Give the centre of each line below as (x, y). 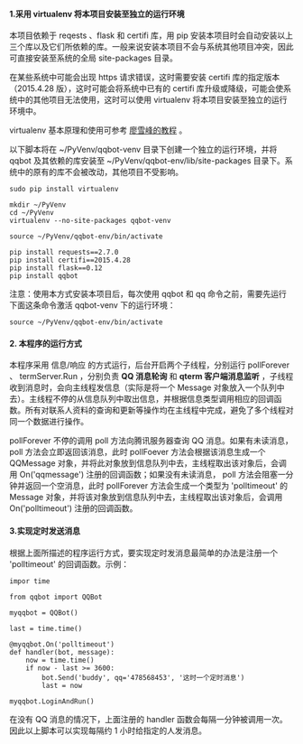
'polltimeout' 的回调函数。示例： (69, 563)
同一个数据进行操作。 (49, 422)
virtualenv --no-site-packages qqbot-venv (90, 221)
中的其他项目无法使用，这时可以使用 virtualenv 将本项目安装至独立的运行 (152, 100)
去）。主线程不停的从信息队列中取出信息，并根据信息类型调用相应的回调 (142, 399)
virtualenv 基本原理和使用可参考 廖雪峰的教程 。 (98, 130)
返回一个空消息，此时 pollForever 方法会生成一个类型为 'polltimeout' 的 (156, 486)
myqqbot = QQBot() (44, 613)
